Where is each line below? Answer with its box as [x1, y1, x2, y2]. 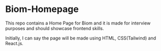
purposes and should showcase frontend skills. [5, 25, 104, 31]
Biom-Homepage [5, 3, 79, 15]
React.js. [5, 40, 24, 46]
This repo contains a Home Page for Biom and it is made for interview [5, 20, 151, 26]
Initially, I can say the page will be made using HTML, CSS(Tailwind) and [5, 35, 156, 41]
